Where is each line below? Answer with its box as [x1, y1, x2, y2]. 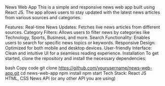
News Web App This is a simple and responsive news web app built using [5, 4, 155, 10]
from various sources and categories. [5, 15, 82, 20]
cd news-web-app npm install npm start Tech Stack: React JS [20, 70, 147, 76]
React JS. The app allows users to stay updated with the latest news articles [5, 9, 161, 15]
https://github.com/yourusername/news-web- [58, 65, 152, 71]
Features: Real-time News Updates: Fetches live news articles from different [5, 24, 161, 30]
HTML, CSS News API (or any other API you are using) [5, 76, 116, 81]
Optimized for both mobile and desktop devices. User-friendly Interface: [5, 45, 152, 51]
